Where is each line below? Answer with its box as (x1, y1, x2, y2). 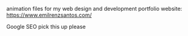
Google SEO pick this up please (6, 23, 86, 30)
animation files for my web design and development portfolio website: (6, 5, 182, 12)
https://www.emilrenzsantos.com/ (6, 11, 92, 19)
